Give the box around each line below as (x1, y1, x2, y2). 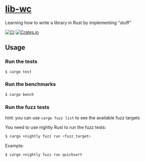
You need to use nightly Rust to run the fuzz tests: (5, 124, 107, 130)
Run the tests (5, 58, 38, 65)
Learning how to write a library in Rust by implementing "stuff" (5, 20, 132, 26)
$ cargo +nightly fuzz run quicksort (5, 152, 83, 157)
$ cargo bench (5, 92, 34, 97)
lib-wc (5, 3, 32, 15)
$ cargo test (5, 69, 32, 74)
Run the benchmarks (5, 81, 56, 88)
